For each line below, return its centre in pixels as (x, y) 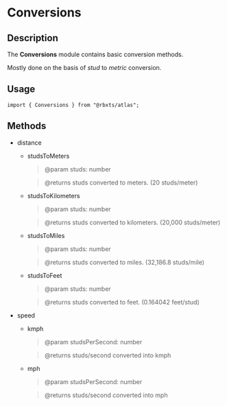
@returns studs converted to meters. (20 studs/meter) (121, 182)
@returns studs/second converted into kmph (108, 355)
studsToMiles (46, 235)
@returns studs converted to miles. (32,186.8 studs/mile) (124, 262)
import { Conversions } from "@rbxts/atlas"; (73, 105)
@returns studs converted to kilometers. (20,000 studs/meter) (132, 222)
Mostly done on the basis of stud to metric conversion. (84, 68)
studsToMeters (48, 156)
